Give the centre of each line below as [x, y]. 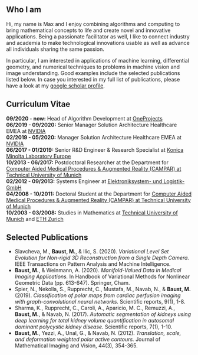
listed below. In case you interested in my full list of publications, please [93, 79]
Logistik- [174, 181]
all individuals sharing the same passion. [55, 49]
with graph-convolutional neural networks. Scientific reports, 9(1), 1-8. [100, 302]
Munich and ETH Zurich [35, 219]
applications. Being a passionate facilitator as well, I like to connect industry [98, 36]
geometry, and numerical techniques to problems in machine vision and [93, 67]
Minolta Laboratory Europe [39, 156]
